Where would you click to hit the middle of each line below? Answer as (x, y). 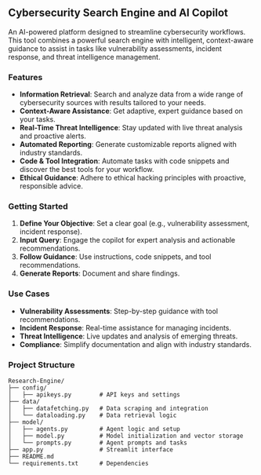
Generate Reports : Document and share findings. (100, 273)
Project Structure (42, 364)
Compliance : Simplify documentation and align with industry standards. (136, 344)
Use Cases (29, 294)
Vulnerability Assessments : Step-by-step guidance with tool (118, 311)
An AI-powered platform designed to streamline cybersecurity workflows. (127, 31)
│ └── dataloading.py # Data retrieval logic (92, 415)
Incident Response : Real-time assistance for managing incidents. (125, 327)
